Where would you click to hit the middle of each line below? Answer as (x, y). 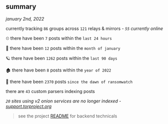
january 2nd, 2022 (25, 18)
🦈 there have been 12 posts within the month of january (63, 48)
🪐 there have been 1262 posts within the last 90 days (61, 58)
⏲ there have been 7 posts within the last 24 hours (59, 38)
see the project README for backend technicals (67, 116)
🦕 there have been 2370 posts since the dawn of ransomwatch (69, 81)
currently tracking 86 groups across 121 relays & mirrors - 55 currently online (85, 28)
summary (21, 7)
